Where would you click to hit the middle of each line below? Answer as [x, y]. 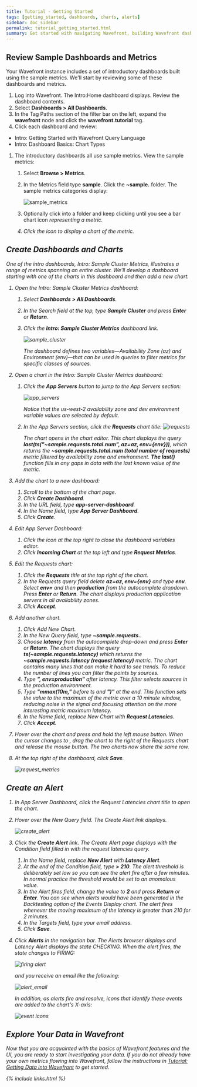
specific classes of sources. [57, 363]
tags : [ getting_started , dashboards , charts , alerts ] [73, 17]
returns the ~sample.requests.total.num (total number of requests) [107, 450]
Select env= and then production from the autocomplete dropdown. [106, 587]
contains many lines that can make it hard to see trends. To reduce [104, 666]
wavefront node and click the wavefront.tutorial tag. [79, 120]
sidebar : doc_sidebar [33, 22]
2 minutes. [36, 916]
